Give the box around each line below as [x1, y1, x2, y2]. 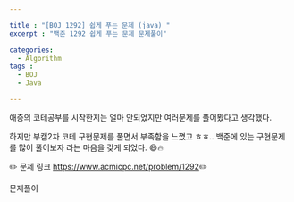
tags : [9, 62, 34, 72]
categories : [9, 46, 54, 55]
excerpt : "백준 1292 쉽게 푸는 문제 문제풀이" [9, 29, 167, 38]
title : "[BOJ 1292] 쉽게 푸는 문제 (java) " [9, 21, 171, 29]
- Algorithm [17, 54, 63, 63]
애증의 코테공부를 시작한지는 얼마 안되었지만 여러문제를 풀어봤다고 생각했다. [9, 112, 273, 122]
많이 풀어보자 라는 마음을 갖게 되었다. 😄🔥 [18, 142, 164, 153]
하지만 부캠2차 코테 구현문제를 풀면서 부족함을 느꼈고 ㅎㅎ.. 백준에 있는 [9, 130, 255, 141]
